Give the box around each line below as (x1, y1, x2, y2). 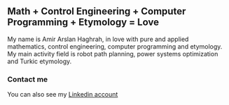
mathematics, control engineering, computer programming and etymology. (7, 42, 223, 51)
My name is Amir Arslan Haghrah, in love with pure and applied (7, 35, 189, 43)
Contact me (7, 74, 48, 84)
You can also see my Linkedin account (7, 90, 118, 99)
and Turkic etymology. (7, 57, 72, 65)
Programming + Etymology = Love (7, 17, 160, 29)
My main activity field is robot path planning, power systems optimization (7, 49, 218, 58)
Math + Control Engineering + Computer (7, 6, 186, 17)
